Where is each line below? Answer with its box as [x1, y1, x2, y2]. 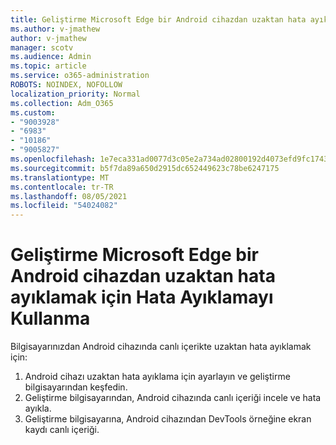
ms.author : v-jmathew [10, 24, 101, 34]
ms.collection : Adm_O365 [10, 98, 114, 108]
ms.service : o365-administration [10, 71, 150, 81]
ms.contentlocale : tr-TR [10, 182, 114, 192]
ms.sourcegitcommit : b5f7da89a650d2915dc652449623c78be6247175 [10, 163, 280, 173]
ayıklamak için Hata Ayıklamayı [10, 286, 274, 309]
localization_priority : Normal [10, 89, 141, 99]
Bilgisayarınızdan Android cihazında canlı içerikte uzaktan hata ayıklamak [10, 341, 312, 353]
